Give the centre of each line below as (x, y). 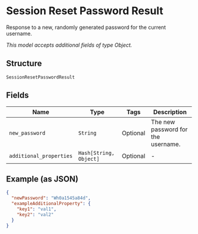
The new (163, 122)
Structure (24, 64)
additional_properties (41, 156)
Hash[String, (96, 153)
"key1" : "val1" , (37, 209)
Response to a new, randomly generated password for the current (86, 27)
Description (170, 112)
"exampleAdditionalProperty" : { (51, 204)
